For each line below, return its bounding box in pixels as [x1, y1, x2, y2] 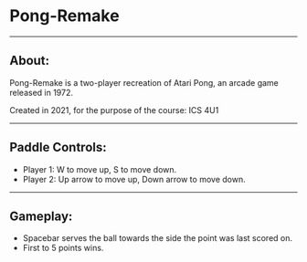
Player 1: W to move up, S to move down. [22, 163, 177, 174]
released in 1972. [9, 87, 74, 98]
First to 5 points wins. [22, 243, 104, 254]
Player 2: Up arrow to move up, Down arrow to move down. [22, 173, 246, 184]
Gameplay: [9, 208, 73, 224]
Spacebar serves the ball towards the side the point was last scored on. [22, 233, 293, 244]
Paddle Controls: [9, 140, 107, 155]
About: [9, 53, 50, 68]
